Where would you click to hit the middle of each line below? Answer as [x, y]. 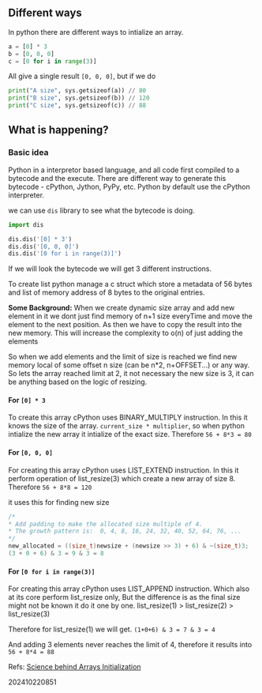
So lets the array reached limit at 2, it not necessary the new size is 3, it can [131, 374]
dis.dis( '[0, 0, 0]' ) [44, 247]
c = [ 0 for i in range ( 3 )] [52, 61]
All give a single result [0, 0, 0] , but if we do [82, 76]
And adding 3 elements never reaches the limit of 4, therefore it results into [130, 645]
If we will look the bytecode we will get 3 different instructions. [110, 269]
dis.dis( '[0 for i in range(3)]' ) [65, 254]
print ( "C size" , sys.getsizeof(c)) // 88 [77, 106]
